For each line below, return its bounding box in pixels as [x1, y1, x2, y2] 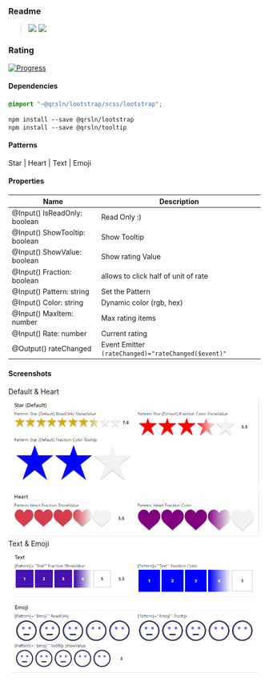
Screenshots [8, 368, 52, 378]
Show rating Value [101, 251, 162, 261]
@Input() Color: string [11, 298, 84, 307]
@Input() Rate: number [11, 328, 87, 338]
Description [159, 196, 199, 206]
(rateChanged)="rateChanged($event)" [101, 350, 227, 358]
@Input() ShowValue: [11, 247, 82, 257]
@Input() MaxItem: [11, 309, 74, 318]
